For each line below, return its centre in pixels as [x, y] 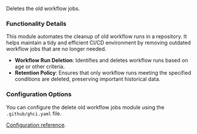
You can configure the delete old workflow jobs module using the [86, 107]
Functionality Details [36, 24]
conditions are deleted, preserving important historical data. [88, 79]
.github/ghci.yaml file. [34, 113]
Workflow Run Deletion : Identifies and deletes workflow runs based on [101, 61]
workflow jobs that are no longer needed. [56, 49]
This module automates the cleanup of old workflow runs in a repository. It [96, 36]
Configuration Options [39, 95]
